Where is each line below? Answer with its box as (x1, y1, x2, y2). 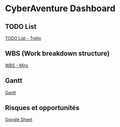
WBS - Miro (5, 62, 28, 68)
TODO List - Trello (5, 35, 41, 41)
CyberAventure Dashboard (5, 3, 116, 14)
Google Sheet (5, 117, 33, 123)
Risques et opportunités (5, 104, 80, 112)
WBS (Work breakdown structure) (5, 49, 110, 58)
